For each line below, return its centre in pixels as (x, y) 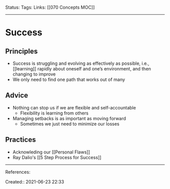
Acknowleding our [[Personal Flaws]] (51, 152)
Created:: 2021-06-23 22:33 (35, 181)
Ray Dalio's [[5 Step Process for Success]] (57, 157)
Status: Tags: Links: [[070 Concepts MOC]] (50, 7)
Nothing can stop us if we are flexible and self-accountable (74, 107)
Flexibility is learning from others (54, 113)
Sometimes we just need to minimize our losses (70, 124)
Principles (22, 51)
